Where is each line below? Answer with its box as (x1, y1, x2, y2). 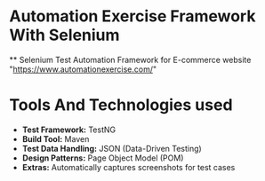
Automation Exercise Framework (9, 6, 256, 27)
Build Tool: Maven (21, 133, 90, 144)
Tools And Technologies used (9, 95, 233, 115)
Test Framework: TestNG (21, 124, 116, 135)
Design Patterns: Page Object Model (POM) (21, 153, 184, 163)
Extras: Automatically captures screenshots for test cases (21, 161, 236, 172)
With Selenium (9, 25, 120, 45)
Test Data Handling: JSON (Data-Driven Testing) (21, 143, 202, 153)
